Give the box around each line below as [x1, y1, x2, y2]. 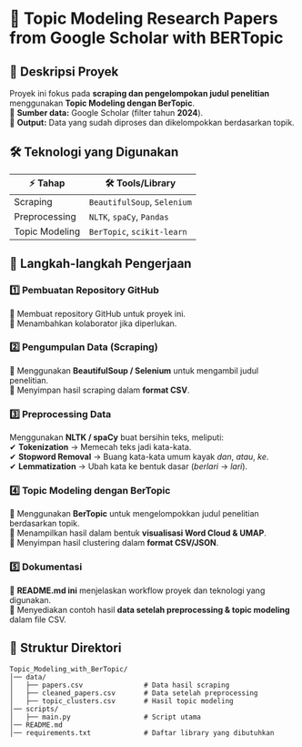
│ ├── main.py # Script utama [9, 712, 202, 721]
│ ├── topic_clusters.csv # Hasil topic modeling [9, 696, 234, 705]
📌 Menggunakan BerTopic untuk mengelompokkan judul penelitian [9, 508, 259, 519]
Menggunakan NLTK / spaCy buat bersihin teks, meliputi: [9, 432, 225, 443]
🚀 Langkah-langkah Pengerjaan [9, 256, 192, 271]
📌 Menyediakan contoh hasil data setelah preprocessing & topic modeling [9, 604, 290, 615]
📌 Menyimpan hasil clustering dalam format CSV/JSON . [9, 537, 219, 548]
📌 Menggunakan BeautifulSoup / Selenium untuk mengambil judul [9, 364, 259, 376]
